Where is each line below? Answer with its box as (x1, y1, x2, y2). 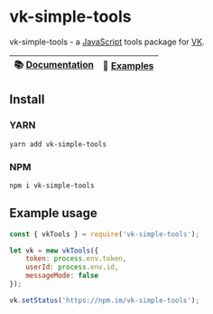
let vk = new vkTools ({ (9, 246, 99, 255)
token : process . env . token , (25, 254, 127, 263)
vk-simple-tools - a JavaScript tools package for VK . (9, 36, 205, 47)
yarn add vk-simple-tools (9, 139, 106, 148)
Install (9, 92, 45, 108)
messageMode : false (25, 271, 99, 281)
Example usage (9, 205, 97, 221)
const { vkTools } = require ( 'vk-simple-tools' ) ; (9, 229, 200, 239)
